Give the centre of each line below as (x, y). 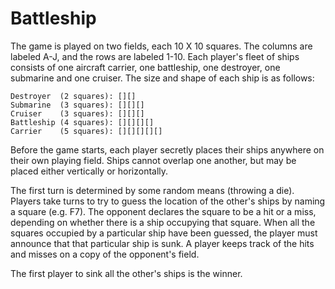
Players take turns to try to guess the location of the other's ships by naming (168, 201)
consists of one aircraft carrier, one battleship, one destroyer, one (145, 67)
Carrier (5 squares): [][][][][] (86, 131)
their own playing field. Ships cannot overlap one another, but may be (153, 160)
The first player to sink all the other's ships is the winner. (126, 273)
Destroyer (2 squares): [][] (73, 96)
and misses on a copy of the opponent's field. (105, 254)
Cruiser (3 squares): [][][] (77, 113)
